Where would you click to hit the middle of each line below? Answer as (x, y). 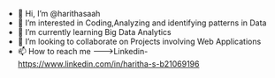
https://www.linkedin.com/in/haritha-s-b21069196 (108, 64)
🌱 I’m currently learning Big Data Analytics (94, 32)
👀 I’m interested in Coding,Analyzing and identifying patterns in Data (142, 23)
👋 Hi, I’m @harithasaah (59, 14)
